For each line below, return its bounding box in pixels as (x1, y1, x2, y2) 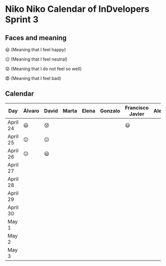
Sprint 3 (5, 14, 39, 25)
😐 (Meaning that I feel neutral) (5, 56, 68, 62)
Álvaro (23, 107, 40, 114)
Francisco (124, 104, 149, 111)
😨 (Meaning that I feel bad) (5, 76, 61, 81)
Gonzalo (100, 107, 120, 114)
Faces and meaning (5, 34, 67, 42)
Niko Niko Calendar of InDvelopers (5, 3, 150, 15)
